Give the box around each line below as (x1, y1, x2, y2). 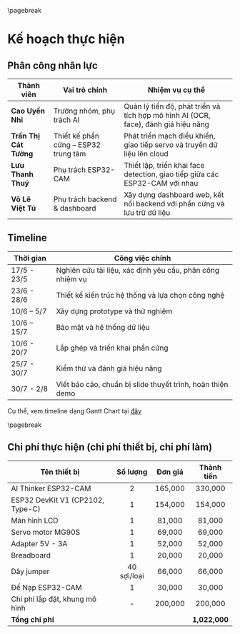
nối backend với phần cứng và (124, 199, 225, 208)
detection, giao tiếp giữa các (124, 169, 219, 179)
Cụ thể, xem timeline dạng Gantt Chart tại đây (7, 406, 141, 415)
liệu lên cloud (124, 149, 169, 158)
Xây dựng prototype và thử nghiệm (56, 306, 173, 316)
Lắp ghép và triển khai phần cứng (56, 343, 169, 353)
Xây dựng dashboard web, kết (124, 190, 224, 199)
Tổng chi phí (11, 614, 54, 624)
